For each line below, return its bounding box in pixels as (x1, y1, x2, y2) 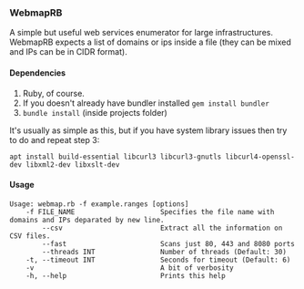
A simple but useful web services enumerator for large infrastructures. (9, 27, 273, 38)
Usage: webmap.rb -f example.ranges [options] (9, 199, 189, 209)
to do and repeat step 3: (9, 134, 100, 145)
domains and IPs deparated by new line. (9, 215, 166, 224)
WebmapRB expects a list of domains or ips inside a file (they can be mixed (9, 36, 291, 47)
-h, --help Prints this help (25, 271, 226, 280)
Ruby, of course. (22, 88, 85, 98)
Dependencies (9, 67, 66, 78)
